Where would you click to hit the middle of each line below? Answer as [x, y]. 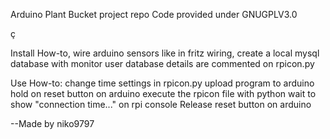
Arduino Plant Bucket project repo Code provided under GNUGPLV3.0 [154, 14]
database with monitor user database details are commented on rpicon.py [162, 63]
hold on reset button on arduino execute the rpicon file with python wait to [163, 93]
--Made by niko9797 [52, 123]
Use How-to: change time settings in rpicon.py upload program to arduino [162, 83]
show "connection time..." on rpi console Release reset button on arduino [161, 104]
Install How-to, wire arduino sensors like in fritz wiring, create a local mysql [165, 53]
